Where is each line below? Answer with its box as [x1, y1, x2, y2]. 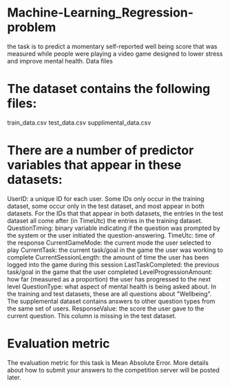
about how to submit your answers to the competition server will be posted [7, 366, 220, 374]
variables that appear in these [7, 157, 182, 173]
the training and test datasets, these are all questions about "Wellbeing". [7, 289, 212, 297]
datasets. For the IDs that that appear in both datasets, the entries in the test [7, 209, 224, 218]
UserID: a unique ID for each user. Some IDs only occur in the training [7, 194, 205, 202]
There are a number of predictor [7, 143, 194, 158]
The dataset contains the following [7, 81, 211, 97]
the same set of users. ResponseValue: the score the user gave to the [7, 304, 205, 313]
